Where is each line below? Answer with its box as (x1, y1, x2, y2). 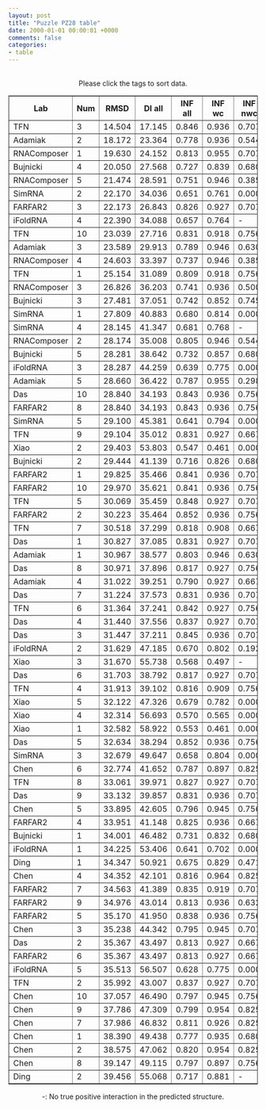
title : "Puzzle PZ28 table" (8, 19, 101, 27)
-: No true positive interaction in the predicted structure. (42, 1092, 224, 1101)
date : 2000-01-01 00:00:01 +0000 (8, 26, 119, 34)
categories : (8, 41, 47, 49)
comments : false (8, 33, 62, 42)
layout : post (8, 11, 51, 20)
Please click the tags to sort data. (78, 78, 188, 88)
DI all (143, 103, 164, 113)
